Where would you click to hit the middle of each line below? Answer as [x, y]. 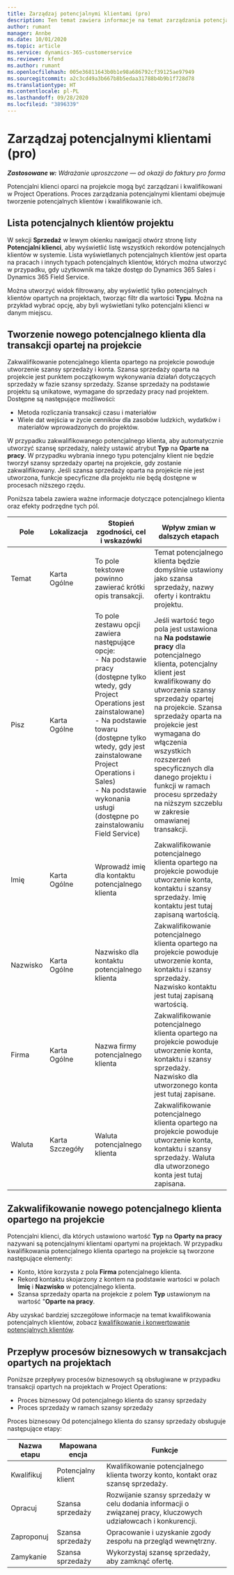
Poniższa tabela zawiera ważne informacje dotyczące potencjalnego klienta [116, 499]
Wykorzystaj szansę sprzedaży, [158, 1553]
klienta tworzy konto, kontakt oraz [162, 1475]
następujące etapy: [35, 1429]
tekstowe [110, 570]
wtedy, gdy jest [120, 747]
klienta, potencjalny [186, 664]
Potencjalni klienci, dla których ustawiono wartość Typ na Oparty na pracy [115, 1236]
